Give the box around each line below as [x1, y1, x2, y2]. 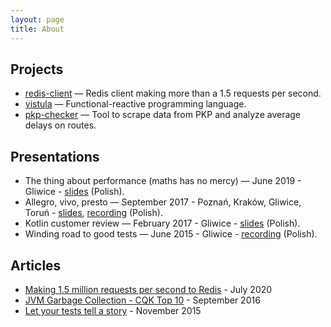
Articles [10, 257, 62, 274]
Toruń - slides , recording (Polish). [24, 207, 163, 219]
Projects [10, 61, 64, 78]
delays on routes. [24, 119, 97, 131]
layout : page [10, 14, 65, 25]
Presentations [10, 148, 100, 165]
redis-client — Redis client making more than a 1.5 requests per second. [24, 87, 322, 100]
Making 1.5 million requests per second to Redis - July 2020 [24, 283, 273, 295]
